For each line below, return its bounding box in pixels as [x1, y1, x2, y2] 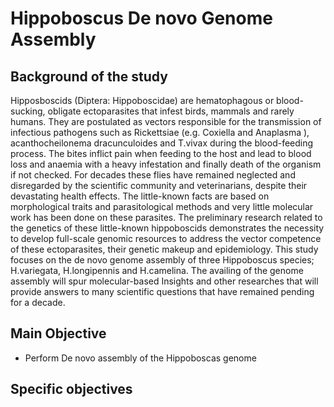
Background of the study [10, 68, 168, 85]
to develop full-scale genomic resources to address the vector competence [10, 233, 322, 244]
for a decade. [10, 297, 66, 308]
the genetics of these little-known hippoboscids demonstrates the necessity [10, 222, 325, 234]
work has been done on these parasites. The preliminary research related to [10, 212, 323, 223]
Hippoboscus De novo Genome [10, 7, 273, 30]
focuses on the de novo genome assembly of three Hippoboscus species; [10, 254, 315, 266]
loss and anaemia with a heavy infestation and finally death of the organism [10, 158, 322, 170]
